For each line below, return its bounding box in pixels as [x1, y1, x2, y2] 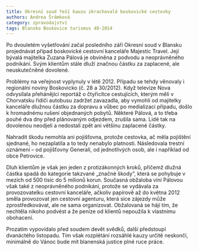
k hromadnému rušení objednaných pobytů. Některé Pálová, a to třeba [6, 110, 178, 117]
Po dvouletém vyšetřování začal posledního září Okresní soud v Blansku [6, 41, 182, 49]
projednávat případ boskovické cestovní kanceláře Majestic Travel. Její [6, 48, 179, 55]
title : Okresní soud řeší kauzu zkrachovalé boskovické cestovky [6, 8, 171, 15]
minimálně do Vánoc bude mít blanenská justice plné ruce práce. [6, 238, 164, 246]
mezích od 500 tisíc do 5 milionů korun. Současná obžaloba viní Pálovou [6, 176, 183, 184]
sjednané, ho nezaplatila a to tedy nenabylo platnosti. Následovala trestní [6, 140, 185, 147]
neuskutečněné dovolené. [6, 66, 70, 74]
